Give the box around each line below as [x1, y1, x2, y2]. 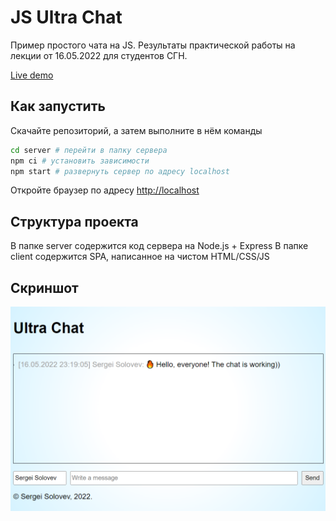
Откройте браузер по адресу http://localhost [10, 184, 200, 196]
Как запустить [10, 98, 106, 115]
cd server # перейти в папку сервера [10, 145, 168, 155]
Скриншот [10, 279, 79, 296]
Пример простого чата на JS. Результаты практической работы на [10, 39, 296, 51]
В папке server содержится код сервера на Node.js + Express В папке [10, 240, 309, 252]
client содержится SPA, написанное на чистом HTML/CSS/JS [10, 251, 270, 263]
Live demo [10, 69, 54, 81]
